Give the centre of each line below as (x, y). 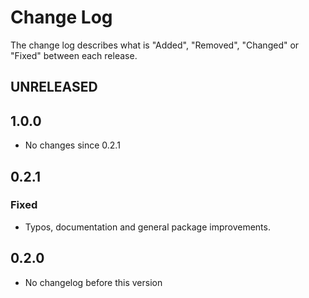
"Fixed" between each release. (74, 55)
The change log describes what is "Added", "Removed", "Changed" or (155, 45)
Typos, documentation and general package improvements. (147, 227)
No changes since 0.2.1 (72, 145)
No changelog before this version (93, 282)
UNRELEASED (54, 87)
